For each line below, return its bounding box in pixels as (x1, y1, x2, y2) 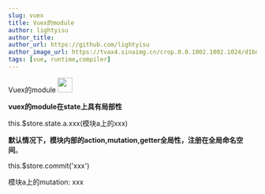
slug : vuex (8, 11, 44, 20)
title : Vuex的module (8, 19, 75, 27)
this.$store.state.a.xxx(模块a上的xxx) (8, 118, 129, 128)
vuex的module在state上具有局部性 (8, 102, 122, 111)
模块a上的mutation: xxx (8, 177, 84, 186)
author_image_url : (8, 48, 69, 56)
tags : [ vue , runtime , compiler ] (8, 56, 111, 64)
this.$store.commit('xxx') (8, 161, 90, 170)
